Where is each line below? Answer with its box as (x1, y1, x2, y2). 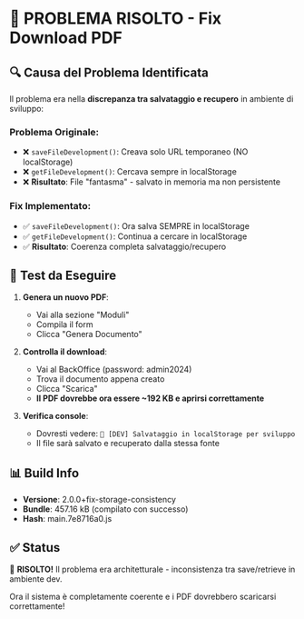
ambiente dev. (9, 574, 63, 584)
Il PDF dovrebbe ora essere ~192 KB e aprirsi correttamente (35, 393, 265, 404)
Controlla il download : (22, 346, 107, 357)
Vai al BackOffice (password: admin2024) (35, 364, 192, 375)
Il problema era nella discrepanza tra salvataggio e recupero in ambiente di (9, 94, 294, 104)
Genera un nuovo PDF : (22, 292, 109, 303)
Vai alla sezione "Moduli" (35, 309, 130, 321)
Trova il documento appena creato (35, 374, 165, 384)
